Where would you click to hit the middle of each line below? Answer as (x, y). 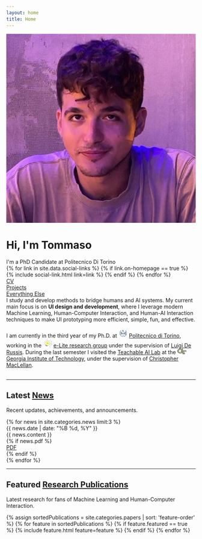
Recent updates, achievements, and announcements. (72, 410)
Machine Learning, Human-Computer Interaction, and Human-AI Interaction (100, 313)
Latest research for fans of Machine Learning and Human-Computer (91, 499)
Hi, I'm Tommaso (49, 245)
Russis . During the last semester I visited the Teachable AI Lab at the (91, 352)
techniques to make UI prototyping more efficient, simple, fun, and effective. (101, 319)
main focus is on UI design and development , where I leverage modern (95, 307)
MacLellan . (20, 365)
